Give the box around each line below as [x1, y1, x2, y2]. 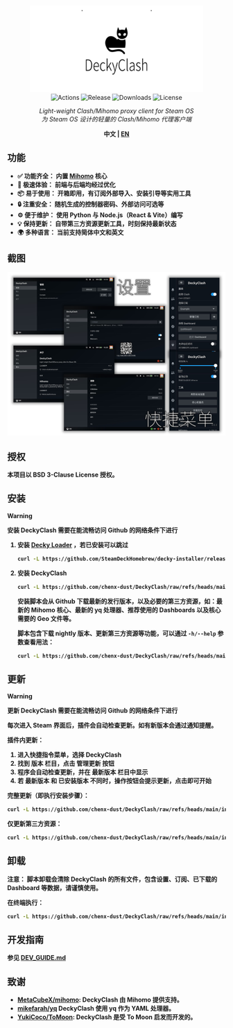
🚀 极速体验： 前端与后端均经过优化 [17, 180, 116, 189]
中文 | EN [103, 130, 130, 138]
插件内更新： [7, 736, 44, 744]
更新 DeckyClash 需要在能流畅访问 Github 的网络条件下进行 [7, 706, 178, 715]
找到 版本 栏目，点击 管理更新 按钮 [17, 760, 115, 768]
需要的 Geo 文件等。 [17, 614, 75, 622]
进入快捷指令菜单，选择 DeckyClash [17, 751, 122, 759]
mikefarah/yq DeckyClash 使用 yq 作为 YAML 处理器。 [17, 1004, 175, 1013]
